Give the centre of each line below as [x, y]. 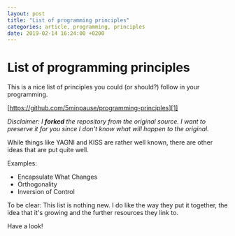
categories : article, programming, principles [76, 27]
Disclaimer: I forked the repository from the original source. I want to [107, 121]
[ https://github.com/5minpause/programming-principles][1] [93, 108]
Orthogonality [37, 184]
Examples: [22, 163]
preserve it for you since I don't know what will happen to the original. [108, 129]
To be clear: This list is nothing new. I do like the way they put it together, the [118, 205]
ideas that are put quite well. [48, 150]
